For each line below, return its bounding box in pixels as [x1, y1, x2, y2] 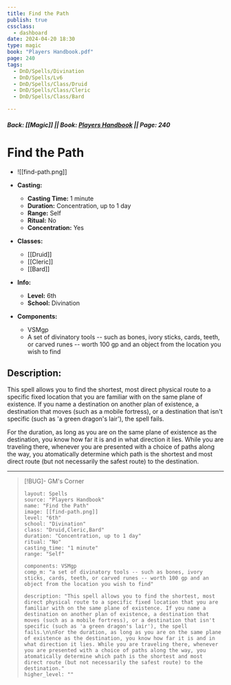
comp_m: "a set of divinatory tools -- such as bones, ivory [23, 569, 203, 576]
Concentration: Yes [27, 223, 85, 231]
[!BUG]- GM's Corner [23, 477, 85, 485]
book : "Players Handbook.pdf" [7, 49, 94, 56]
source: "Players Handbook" [23, 496, 104, 503]
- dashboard [13, 29, 48, 36]
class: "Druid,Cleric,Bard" [23, 527, 104, 534]
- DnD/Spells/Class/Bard [13, 94, 85, 101]
